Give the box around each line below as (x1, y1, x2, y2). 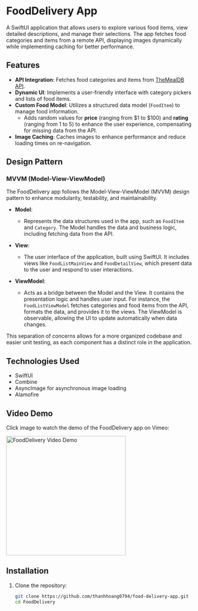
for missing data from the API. (23, 126, 97, 134)
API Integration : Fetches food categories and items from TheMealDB (14, 76, 185, 83)
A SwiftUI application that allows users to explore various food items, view (6, 24, 188, 31)
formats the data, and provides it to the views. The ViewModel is (23, 308, 182, 316)
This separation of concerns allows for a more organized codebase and (6, 332, 182, 340)
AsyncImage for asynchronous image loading (14, 385, 127, 392)
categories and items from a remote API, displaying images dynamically (6, 36, 182, 44)
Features (6, 60, 40, 70)
